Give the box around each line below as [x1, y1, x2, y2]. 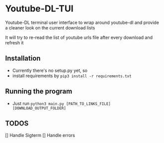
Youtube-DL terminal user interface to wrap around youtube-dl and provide [5, 19, 159, 25]
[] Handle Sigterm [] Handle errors [5, 133, 76, 139]
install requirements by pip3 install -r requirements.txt [12, 73, 132, 79]
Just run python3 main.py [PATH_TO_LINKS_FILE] [12, 100, 111, 106]
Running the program [5, 87, 73, 96]
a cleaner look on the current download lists [5, 24, 95, 30]
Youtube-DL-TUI [5, 3, 74, 14]
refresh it [5, 39, 24, 45]
